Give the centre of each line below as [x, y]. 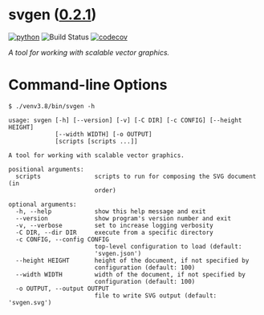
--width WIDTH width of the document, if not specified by [131, 274]
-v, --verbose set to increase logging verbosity [115, 225]
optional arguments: [43, 204]
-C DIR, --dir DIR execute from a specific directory [115, 232]
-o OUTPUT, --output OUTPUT [63, 289]
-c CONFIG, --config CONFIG [63, 239]
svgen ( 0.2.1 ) [53, 15]
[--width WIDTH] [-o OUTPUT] [104, 134]
